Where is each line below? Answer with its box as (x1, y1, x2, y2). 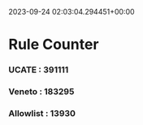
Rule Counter (8, 36, 99, 54)
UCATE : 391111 (8, 64, 69, 75)
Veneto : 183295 (8, 86, 75, 97)
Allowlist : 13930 (8, 107, 76, 119)
